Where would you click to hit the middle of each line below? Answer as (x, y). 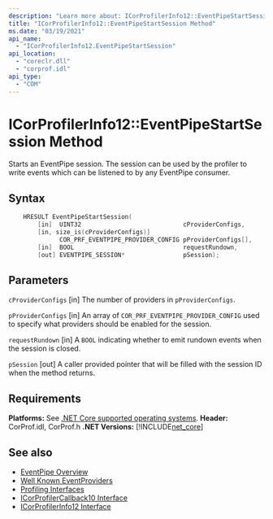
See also (30, 452)
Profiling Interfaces (52, 489)
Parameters (39, 280)
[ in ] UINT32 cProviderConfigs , (141, 225)
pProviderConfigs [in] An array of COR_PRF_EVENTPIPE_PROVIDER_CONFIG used (134, 316)
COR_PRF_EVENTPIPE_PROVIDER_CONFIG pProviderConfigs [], (156, 240)
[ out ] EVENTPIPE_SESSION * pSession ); (129, 255)
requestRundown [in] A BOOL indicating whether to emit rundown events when (135, 340)
